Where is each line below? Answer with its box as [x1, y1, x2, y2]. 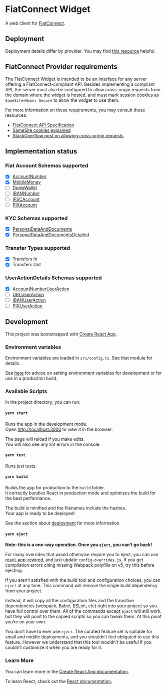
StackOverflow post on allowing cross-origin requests [12, 132, 124, 138]
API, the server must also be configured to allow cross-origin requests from [5, 86, 161, 92]
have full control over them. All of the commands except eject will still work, [5, 608, 162, 614]
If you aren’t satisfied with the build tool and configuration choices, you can [5, 577, 161, 583]
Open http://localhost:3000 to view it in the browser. [5, 426, 113, 432]
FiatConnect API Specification [12, 122, 74, 128]
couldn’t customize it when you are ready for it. [5, 644, 102, 650]
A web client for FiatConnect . [5, 20, 65, 26]
